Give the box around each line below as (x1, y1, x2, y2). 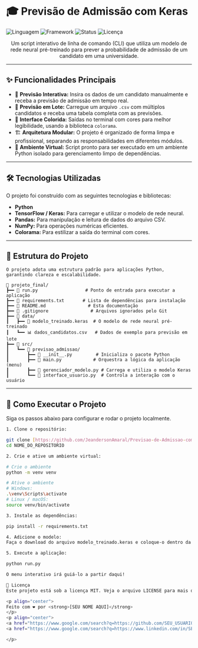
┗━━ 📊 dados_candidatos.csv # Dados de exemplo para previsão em (16, 329, 187, 336)
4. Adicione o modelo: (6, 534, 62, 540)
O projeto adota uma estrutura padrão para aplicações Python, (6, 267, 165, 273)
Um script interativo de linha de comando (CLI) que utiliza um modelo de (11, 40, 187, 47)
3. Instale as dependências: (6, 513, 78, 519)
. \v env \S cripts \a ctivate (6, 491, 67, 497)
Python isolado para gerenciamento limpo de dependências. (14, 150, 161, 157)
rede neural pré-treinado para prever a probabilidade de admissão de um (10, 46, 188, 53)
